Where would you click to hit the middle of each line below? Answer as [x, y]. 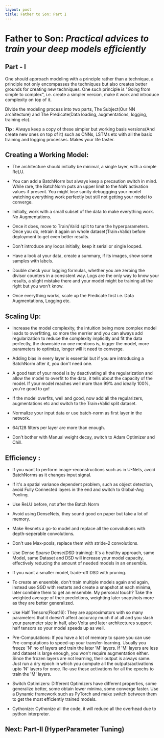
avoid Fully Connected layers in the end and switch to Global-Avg [78, 489]
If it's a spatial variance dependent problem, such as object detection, [82, 484]
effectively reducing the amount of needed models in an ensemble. [80, 563]
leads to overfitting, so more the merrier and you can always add [77, 333]
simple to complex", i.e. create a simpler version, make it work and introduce [82, 94]
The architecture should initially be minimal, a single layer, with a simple [84, 167]
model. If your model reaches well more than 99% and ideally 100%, [81, 383]
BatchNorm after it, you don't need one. [52, 364]
